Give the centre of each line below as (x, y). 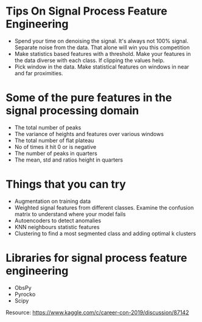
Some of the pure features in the (89, 98)
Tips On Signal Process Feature (87, 11)
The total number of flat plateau (54, 140)
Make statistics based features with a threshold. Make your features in (103, 53)
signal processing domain (72, 111)
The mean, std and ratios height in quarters (68, 160)
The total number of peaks (48, 127)
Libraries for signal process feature (96, 258)
